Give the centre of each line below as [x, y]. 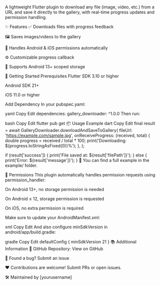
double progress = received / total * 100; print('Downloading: [66, 141]
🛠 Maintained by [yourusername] [39, 277]
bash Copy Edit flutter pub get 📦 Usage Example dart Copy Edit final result [80, 123]
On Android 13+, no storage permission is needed [55, 189]
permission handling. [26, 17]
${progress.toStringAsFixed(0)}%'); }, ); [45, 146]
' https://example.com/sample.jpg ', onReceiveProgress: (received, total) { [78, 135]
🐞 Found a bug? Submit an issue [37, 258]
